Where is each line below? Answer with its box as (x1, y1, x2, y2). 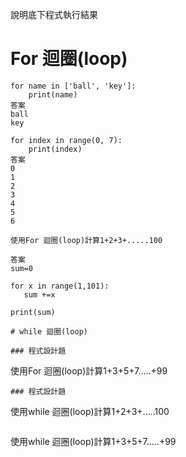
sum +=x (23, 289, 56, 300)
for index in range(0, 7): (10, 135, 123, 145)
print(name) (28, 89, 78, 100)
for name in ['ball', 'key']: (10, 81, 137, 91)
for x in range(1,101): (10, 281, 110, 291)
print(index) (28, 144, 83, 154)
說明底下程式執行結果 (10, 9, 98, 20)
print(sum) (10, 307, 56, 317)
